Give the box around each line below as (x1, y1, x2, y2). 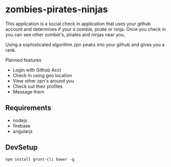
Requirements (5, 104, 51, 113)
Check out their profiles (12, 83, 63, 89)
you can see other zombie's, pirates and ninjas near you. (5, 31, 125, 38)
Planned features (5, 57, 42, 63)
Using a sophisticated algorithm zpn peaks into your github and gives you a (5, 41, 165, 47)
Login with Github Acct (12, 67, 62, 73)
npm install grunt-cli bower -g (5, 157, 74, 162)
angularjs (12, 128, 33, 134)
